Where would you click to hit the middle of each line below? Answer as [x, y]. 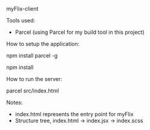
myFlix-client [22, 9]
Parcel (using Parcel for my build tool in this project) [80, 32]
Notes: [15, 102]
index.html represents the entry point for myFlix [74, 114]
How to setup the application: [43, 44]
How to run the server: [34, 79]
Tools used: [21, 20]
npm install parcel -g [32, 56]
